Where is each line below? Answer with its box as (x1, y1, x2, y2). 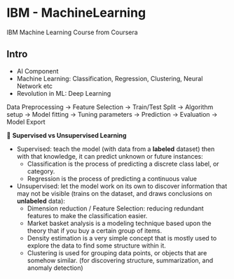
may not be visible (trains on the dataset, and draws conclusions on (16, 189, 212, 197)
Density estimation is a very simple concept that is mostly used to (27, 234, 217, 242)
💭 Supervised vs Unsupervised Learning (6, 131, 127, 139)
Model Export (6, 117, 46, 126)
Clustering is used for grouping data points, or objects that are (27, 248, 207, 257)
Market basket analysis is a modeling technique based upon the (27, 219, 212, 227)
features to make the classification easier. (27, 211, 148, 220)
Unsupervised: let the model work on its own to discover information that (16, 182, 228, 190)
